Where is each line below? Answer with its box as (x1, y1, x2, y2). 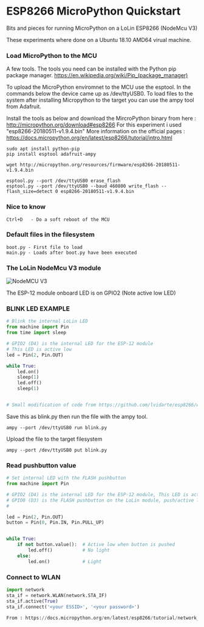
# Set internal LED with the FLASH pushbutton (6, 475, 126, 482)
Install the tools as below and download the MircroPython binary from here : (6, 114, 196, 122)
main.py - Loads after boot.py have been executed (6, 250, 137, 256)
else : (17, 553, 32, 559)
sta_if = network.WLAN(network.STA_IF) (6, 592, 107, 598)
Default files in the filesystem (6, 230, 95, 239)
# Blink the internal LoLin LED (6, 318, 88, 324)
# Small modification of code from (6, 402, 97, 408)
